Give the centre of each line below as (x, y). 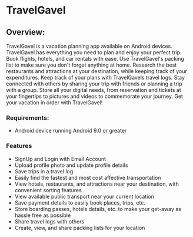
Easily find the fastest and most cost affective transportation (88, 177)
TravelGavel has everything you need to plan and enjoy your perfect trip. (94, 52)
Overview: (26, 32)
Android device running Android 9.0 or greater (71, 131)
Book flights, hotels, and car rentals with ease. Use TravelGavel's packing (95, 59)
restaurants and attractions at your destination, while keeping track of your (96, 71)
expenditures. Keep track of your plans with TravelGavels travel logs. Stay (96, 78)
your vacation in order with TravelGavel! (54, 103)
